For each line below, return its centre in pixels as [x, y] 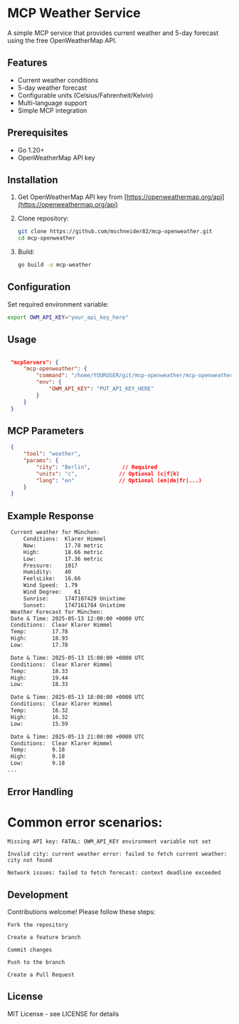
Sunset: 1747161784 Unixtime [74, 605]
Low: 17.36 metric [63, 559]
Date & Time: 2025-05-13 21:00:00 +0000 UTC [77, 737]
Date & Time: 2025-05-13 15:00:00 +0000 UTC [77, 657]
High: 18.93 [39, 639]
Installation [33, 180]
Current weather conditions [58, 80]
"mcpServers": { [34, 362]
